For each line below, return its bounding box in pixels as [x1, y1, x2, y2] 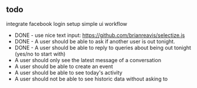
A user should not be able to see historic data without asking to [14, 75, 168, 82]
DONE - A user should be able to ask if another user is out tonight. [14, 38, 175, 45]
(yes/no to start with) [14, 50, 66, 57]
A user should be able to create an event [14, 63, 113, 70]
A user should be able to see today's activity [14, 69, 122, 76]
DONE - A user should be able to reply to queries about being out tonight [14, 44, 191, 51]
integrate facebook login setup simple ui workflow [6, 20, 128, 27]
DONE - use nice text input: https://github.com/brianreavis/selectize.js [14, 32, 185, 39]
